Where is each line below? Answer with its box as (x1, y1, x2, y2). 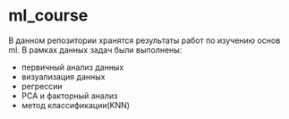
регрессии (21, 81, 64, 91)
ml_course (8, 5, 89, 26)
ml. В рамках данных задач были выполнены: (8, 44, 183, 55)
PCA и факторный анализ (21, 90, 118, 101)
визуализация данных (21, 71, 106, 81)
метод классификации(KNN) (21, 99, 131, 110)
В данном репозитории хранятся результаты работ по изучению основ (8, 35, 281, 46)
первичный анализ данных (21, 62, 124, 72)
